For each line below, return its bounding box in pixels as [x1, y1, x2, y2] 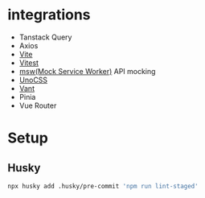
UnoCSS [18, 75, 48, 85]
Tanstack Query [18, 32, 72, 42]
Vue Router [18, 101, 57, 110]
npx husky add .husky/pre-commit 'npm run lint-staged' [7, 182, 199, 190]
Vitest [18, 58, 39, 68]
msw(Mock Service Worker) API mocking [18, 66, 156, 76]
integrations [7, 6, 91, 24]
